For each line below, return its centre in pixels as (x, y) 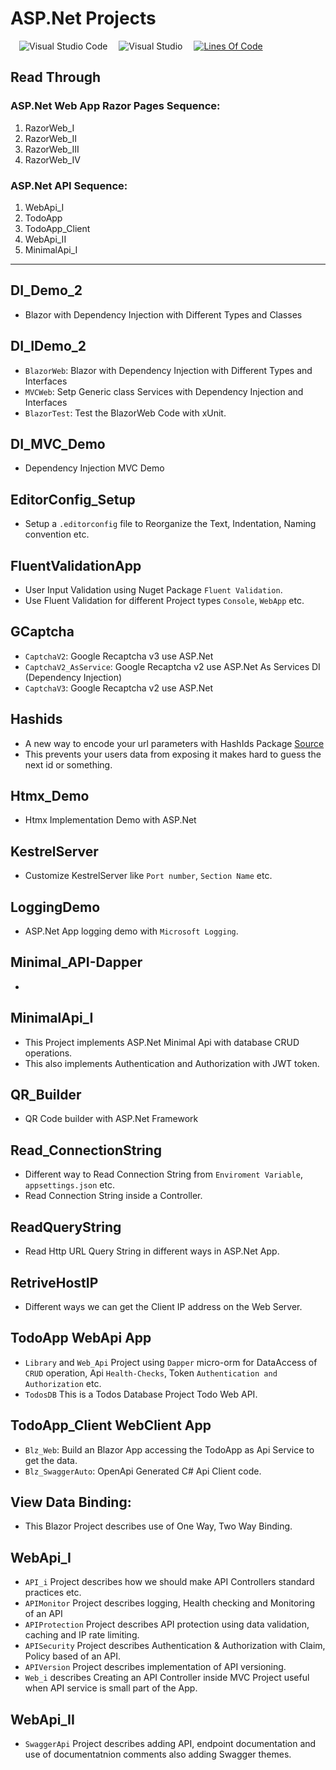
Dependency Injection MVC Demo (94, 468)
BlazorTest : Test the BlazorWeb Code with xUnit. (125, 413)
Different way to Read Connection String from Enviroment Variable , (163, 1174)
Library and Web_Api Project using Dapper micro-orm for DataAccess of (171, 1362)
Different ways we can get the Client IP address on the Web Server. (163, 1306)
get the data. (51, 1460)
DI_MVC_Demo (58, 443)
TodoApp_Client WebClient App (111, 1425)
